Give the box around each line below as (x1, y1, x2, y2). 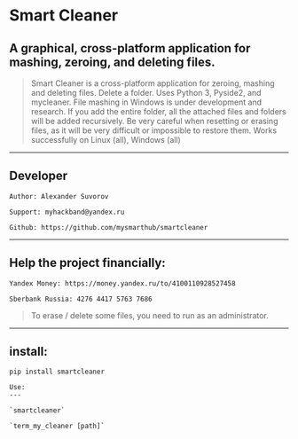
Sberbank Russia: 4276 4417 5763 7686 (9, 294, 153, 303)
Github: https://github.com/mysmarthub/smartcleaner (9, 223, 208, 231)
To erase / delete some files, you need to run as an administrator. (30, 310, 269, 320)
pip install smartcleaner (9, 367, 105, 377)
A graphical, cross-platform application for (9, 41, 251, 56)
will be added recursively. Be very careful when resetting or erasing (30, 116, 278, 126)
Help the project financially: (9, 255, 166, 270)
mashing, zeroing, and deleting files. (9, 54, 216, 69)
